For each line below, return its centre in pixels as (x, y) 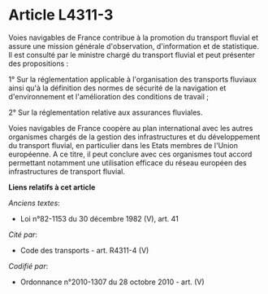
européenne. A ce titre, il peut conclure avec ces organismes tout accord (130, 154)
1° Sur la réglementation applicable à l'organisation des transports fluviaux (133, 79)
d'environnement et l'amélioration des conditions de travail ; (109, 96)
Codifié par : (28, 265)
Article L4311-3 (61, 15)
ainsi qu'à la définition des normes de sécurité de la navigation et (117, 88)
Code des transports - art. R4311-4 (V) (84, 250)
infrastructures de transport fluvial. (67, 171)
